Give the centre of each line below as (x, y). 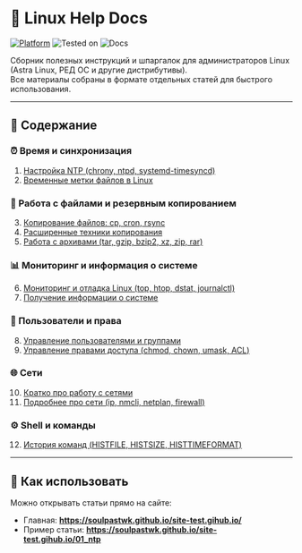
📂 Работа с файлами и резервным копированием (123, 203)
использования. (41, 89)
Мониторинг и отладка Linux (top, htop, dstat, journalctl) (129, 288)
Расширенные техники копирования (93, 232)
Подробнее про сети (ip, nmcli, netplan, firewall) (114, 402)
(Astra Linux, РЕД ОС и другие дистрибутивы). (99, 70)
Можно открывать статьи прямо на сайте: (91, 502)
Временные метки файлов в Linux (88, 180)
